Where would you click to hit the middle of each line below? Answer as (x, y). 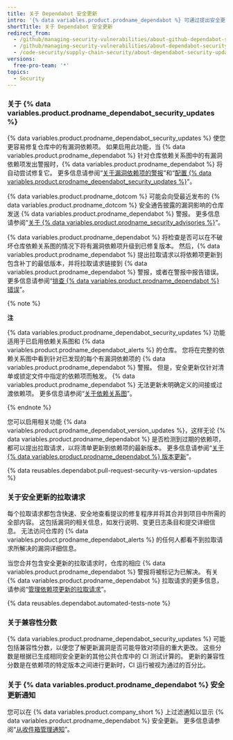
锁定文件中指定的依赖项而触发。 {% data (77, 376)
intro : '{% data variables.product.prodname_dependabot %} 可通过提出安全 (114, 20)
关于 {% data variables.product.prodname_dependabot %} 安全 (116, 685)
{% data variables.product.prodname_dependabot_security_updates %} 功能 (116, 332)
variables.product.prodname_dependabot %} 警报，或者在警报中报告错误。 (115, 271)
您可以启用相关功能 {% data (47, 421)
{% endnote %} (29, 407)
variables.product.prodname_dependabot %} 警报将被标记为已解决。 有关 (113, 572)
